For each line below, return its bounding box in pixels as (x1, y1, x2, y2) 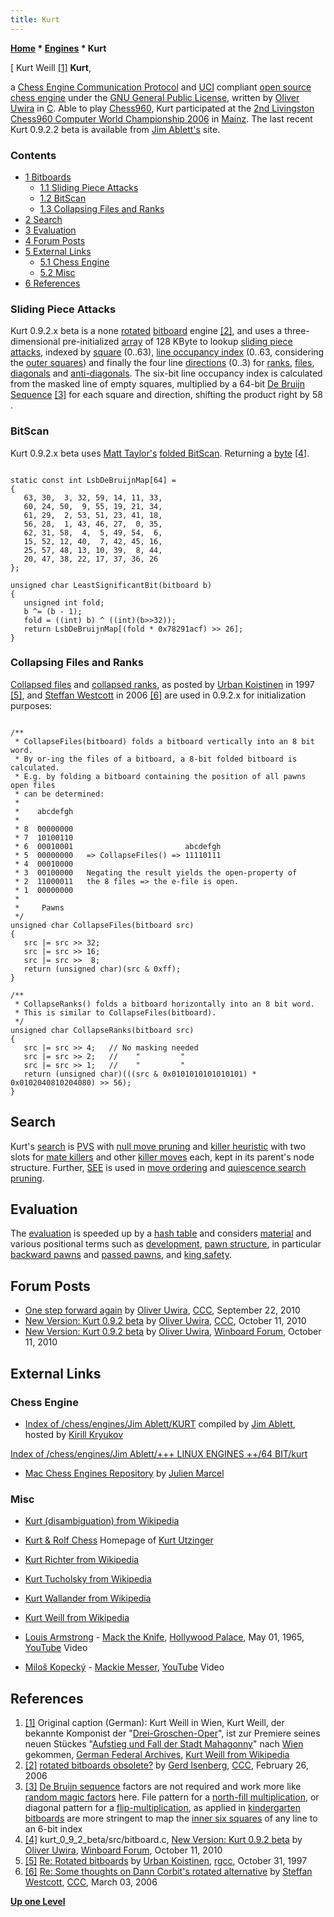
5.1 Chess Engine (39, 256, 110, 268)
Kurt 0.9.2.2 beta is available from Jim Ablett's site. (10, 123, 221, 135)
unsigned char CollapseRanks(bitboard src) (10, 1025, 195, 1035)
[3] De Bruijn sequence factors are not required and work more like (24, 1781, 302, 1793)
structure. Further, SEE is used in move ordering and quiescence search (10, 1161, 307, 1173)
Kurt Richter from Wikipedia (24, 1554, 140, 1566)
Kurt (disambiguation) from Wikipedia (24, 1515, 180, 1527)
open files (10, 780, 56, 790)
